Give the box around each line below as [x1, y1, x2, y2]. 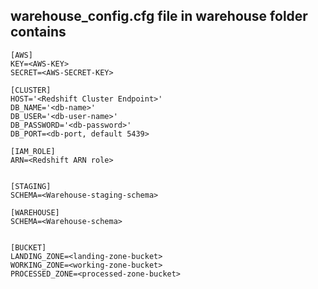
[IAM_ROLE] [10, 146, 56, 156]
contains [10, 24, 67, 41]
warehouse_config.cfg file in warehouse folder [10, 8, 308, 25]
